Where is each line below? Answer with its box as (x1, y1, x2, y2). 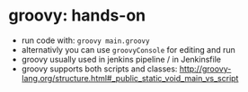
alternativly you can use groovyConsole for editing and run (21, 44, 235, 54)
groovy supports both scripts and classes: (21, 63, 178, 74)
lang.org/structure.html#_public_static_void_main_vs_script (21, 72, 239, 83)
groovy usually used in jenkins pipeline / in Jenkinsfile (21, 54, 222, 64)
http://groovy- (179, 63, 232, 74)
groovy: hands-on (8, 5, 146, 26)
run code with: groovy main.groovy (21, 35, 150, 46)
